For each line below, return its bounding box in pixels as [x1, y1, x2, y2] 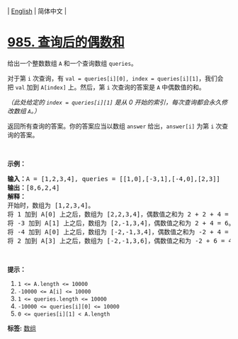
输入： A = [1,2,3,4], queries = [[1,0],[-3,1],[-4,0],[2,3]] [7, 175, 221, 183]
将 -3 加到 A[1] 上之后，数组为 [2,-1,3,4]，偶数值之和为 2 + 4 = [7, 219, 222, 227]
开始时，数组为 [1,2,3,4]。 [7, 201, 95, 209]
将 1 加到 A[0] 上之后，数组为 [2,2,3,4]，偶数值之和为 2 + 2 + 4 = [7, 210, 229, 218]
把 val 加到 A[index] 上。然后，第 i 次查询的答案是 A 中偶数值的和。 [7, 83, 205, 91]
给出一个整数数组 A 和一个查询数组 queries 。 [7, 59, 138, 67]
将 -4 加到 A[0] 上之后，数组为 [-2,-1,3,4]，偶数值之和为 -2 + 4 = [7, 228, 229, 236]
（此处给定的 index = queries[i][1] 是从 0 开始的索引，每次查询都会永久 [7, 98, 222, 106]
